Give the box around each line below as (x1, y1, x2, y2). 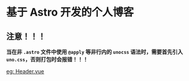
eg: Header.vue (6, 68, 44, 75)
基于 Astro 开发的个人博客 (6, 5, 134, 19)
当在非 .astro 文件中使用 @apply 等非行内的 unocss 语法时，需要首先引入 (6, 49, 183, 55)
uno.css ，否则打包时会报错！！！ (6, 56, 89, 63)
